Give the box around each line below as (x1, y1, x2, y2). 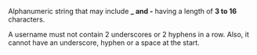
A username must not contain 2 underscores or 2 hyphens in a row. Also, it (8, 30, 249, 39)
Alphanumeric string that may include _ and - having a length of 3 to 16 (8, 7, 237, 15)
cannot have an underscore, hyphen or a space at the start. (8, 38, 200, 47)
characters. (8, 15, 45, 24)
